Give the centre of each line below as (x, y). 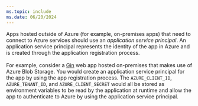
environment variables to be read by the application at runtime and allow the (99, 90)
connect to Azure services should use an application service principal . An (96, 40)
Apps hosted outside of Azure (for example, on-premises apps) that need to (98, 34)
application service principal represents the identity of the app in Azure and (98, 46)
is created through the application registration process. (73, 52)
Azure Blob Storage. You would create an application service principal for (95, 71)
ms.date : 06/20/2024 (32, 17)
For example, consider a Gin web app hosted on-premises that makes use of (99, 65)
